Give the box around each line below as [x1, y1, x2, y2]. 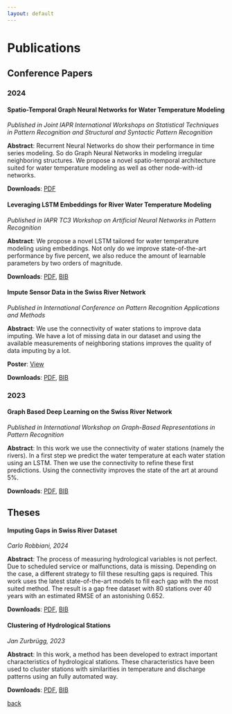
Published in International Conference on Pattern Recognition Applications [7, 303, 220, 312]
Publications [7, 40, 81, 55]
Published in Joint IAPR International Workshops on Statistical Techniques [7, 121, 220, 129]
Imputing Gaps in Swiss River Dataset [7, 526, 118, 534]
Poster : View [7, 360, 44, 368]
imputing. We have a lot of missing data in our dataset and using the [7, 331, 202, 340]
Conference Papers [7, 67, 93, 80]
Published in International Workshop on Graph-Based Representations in [7, 423, 215, 431]
